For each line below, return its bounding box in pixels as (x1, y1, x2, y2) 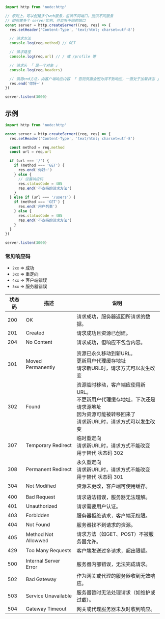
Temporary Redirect (26, 442, 72, 449)
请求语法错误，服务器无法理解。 (77, 494, 151, 501)
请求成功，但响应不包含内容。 (77, 339, 146, 346)
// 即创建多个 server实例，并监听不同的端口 (5, 18, 86, 23)
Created (26, 329, 45, 336)
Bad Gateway (26, 576, 56, 583)
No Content (26, 339, 53, 346)
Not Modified (26, 482, 56, 489)
